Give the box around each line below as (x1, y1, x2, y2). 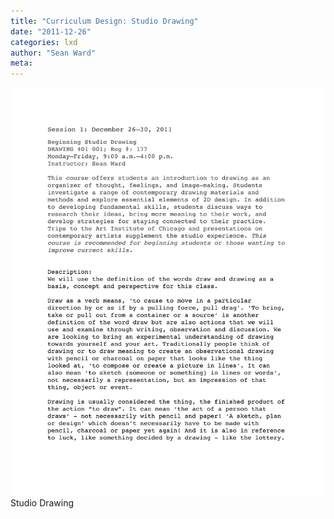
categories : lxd (10, 37, 78, 47)
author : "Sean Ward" (10, 48, 97, 58)
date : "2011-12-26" (10, 26, 92, 37)
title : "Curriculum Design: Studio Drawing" (10, 16, 199, 26)
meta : (10, 58, 33, 69)
